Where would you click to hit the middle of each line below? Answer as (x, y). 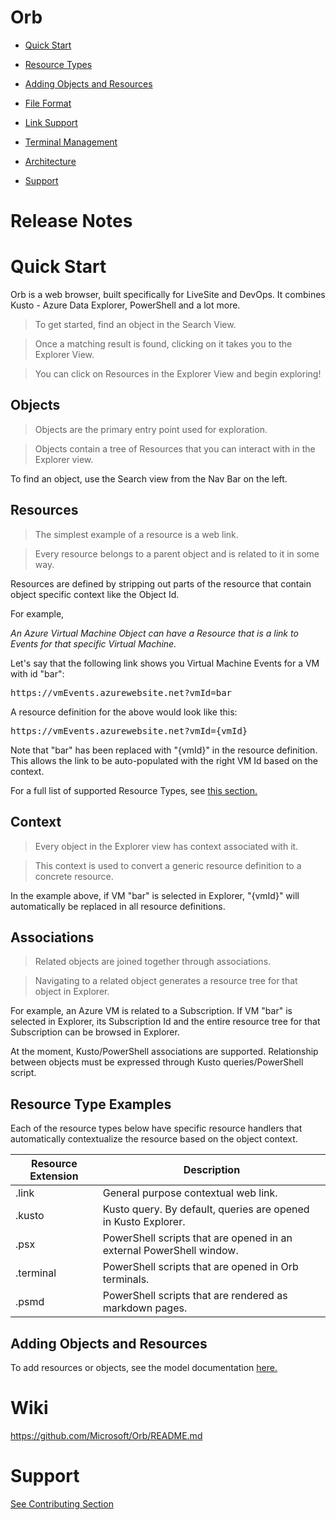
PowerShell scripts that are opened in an (197, 1238)
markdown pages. (145, 1308)
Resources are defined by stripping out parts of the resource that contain (161, 583)
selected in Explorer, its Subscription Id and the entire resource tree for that (165, 1022)
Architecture (50, 161)
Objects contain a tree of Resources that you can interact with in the (175, 448)
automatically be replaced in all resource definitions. (118, 906)
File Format (48, 103)
